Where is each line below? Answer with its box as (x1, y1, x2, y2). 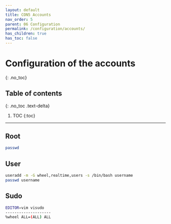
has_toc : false (5, 36, 38, 41)
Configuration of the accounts (5, 58, 136, 69)
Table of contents (5, 89, 62, 98)
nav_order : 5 (5, 17, 33, 22)
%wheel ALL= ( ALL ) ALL (5, 214, 51, 220)
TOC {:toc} (12, 112, 36, 118)
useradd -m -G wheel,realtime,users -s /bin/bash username (5, 173, 133, 178)
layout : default (5, 7, 40, 13)
